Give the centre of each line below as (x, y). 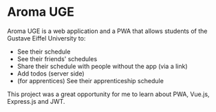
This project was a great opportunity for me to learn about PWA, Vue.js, (108, 94)
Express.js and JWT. (36, 101)
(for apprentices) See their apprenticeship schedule (90, 80)
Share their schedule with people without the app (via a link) (102, 66)
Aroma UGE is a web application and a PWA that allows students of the (107, 31)
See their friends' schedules (57, 58)
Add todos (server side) (51, 74)
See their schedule (44, 52)
